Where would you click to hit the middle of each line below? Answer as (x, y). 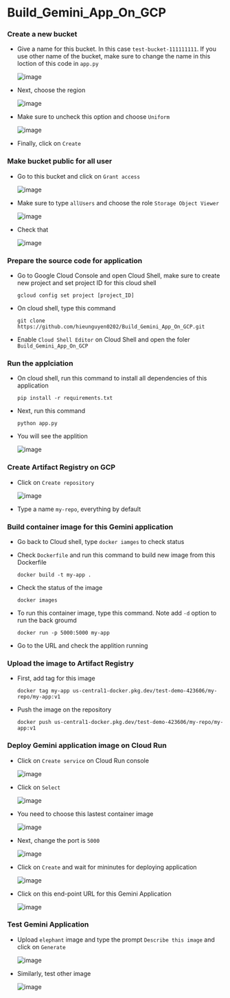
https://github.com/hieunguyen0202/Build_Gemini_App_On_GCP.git (111, 327)
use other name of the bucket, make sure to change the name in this (114, 56)
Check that (33, 229)
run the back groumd (47, 620)
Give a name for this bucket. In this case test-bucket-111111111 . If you (117, 49)
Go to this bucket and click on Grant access (79, 176)
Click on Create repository (56, 482)
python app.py (37, 424)
